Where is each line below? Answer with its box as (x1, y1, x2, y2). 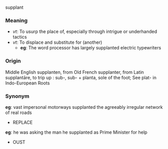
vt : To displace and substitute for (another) (12, 39, 103, 45)
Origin (5, 57, 21, 65)
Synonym (5, 93, 29, 100)
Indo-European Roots (5, 80, 50, 86)
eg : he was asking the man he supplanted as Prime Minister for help (5, 129, 148, 135)
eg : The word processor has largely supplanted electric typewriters (20, 45, 161, 51)
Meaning (5, 17, 28, 24)
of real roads (5, 109, 32, 115)
